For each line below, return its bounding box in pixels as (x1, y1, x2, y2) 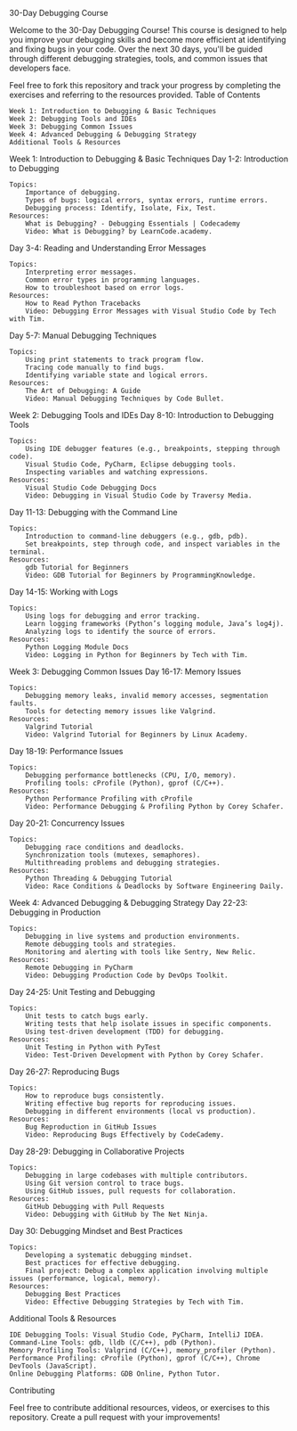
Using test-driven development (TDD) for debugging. (25, 1027, 225, 1036)
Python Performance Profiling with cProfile (25, 794, 193, 803)
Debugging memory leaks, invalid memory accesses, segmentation (25, 691, 269, 700)
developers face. (9, 62, 71, 73)
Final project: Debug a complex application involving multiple (25, 1266, 269, 1275)
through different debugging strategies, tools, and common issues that (9, 53, 269, 63)
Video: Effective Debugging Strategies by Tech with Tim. (25, 1297, 245, 1306)
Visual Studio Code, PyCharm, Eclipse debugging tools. (25, 460, 237, 469)
